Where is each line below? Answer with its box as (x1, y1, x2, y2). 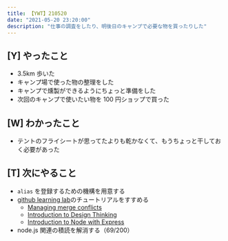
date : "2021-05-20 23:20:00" (7, 16, 91, 23)
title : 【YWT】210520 (7, 10, 68, 17)
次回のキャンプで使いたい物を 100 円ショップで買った (17, 95, 170, 104)
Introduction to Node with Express (27, 218, 125, 226)
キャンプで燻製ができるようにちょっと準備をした (17, 87, 156, 95)
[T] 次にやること (7, 168, 77, 179)
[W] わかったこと (7, 117, 81, 129)
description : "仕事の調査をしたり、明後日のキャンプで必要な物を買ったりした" (7, 23, 207, 30)
